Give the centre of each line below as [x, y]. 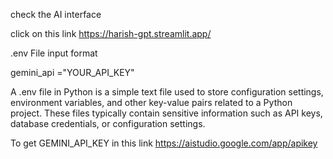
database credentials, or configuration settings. [108, 123]
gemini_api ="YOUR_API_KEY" [72, 72]
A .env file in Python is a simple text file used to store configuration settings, [167, 92]
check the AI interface [56, 14]
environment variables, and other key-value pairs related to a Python [151, 102]
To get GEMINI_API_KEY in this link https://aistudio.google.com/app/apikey [164, 143]
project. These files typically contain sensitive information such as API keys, [166, 113]
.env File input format [54, 53]
